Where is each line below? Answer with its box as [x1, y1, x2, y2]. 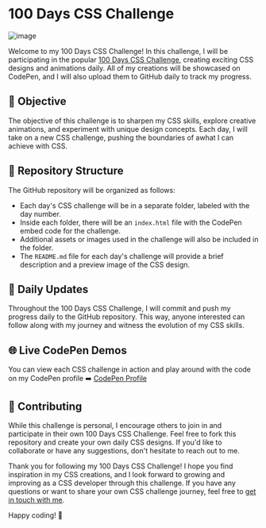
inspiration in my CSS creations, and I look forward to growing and [8, 470, 225, 479]
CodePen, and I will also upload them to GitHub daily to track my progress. [8, 71, 252, 81]
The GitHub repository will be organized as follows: [8, 185, 176, 195]
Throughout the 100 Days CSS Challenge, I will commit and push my [8, 303, 231, 314]
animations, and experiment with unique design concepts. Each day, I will [8, 124, 248, 133]
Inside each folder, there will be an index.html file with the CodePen [19, 218, 242, 227]
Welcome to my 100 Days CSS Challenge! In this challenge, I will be [8, 46, 229, 56]
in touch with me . [8, 495, 65, 504]
